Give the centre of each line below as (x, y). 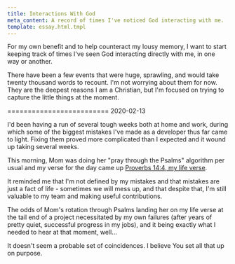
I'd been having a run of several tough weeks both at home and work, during (118, 125)
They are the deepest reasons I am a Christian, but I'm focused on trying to (116, 90)
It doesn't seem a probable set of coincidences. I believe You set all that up (116, 246)
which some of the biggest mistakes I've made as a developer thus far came (117, 132)
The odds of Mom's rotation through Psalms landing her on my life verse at (115, 210)
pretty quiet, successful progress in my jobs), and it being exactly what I (112, 225)
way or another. (30, 62)
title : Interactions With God (52, 14)
